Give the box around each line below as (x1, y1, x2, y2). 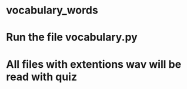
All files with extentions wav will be (6, 57, 182, 71)
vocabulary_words (6, 4, 98, 17)
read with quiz (6, 70, 78, 83)
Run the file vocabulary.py (6, 31, 138, 44)
